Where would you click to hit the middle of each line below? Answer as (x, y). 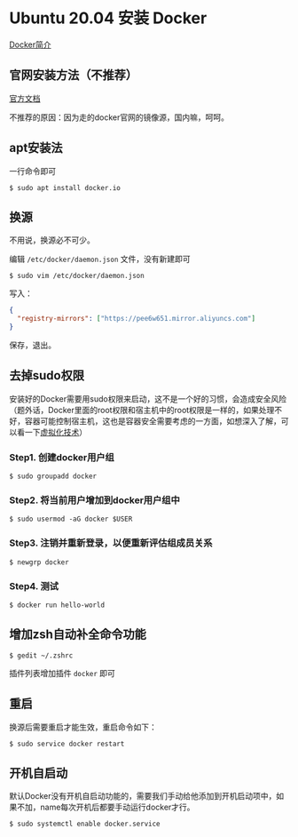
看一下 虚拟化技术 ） (51, 432)
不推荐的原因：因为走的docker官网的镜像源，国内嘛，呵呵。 (119, 117)
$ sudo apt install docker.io (65, 187)
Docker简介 (30, 44)
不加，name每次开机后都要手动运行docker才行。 (106, 807)
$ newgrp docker (39, 562)
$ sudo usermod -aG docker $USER (71, 519)
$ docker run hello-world (57, 605)
